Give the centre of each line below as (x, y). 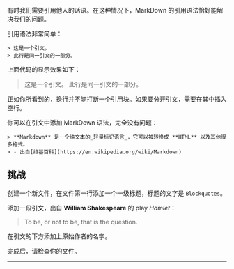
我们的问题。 (31, 19)
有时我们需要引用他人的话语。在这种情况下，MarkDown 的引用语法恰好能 (112, 10)
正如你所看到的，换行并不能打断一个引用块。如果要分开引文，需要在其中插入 (117, 99)
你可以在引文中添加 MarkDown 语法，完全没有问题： (83, 123)
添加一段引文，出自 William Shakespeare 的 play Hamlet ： (92, 208)
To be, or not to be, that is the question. (81, 222)
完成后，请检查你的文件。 (44, 251)
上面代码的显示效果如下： (44, 69)
